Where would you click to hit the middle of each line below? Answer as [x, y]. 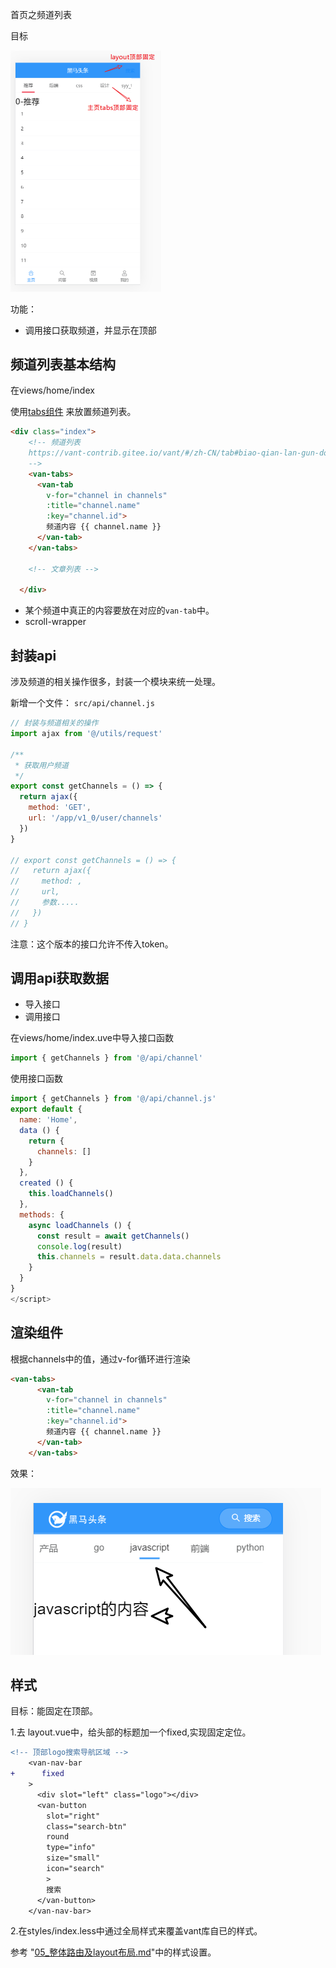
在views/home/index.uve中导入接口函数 [92, 1038]
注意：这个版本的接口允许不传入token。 [92, 944]
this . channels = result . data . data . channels [129, 1257]
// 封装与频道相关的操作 [54, 723]
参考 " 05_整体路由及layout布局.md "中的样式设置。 [113, 1952]
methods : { [42, 1214]
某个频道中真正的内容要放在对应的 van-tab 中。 [119, 610]
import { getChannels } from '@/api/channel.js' [113, 1099]
